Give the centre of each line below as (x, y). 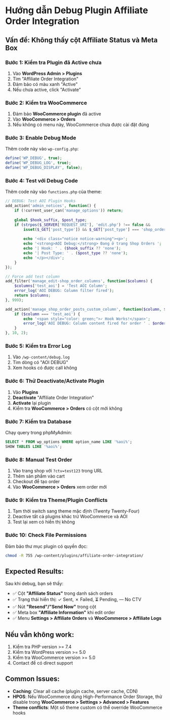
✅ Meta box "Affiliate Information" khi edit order (64, 613)
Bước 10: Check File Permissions (46, 535)
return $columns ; (33, 295)
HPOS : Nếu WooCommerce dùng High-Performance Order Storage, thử (87, 697)
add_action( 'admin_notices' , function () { (51, 206)
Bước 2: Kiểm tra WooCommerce (46, 103)
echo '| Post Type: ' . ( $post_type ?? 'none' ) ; (76, 253)
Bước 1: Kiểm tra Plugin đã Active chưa (54, 62)
